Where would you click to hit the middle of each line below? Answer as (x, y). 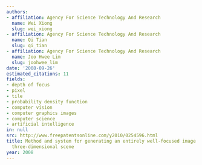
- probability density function (47, 102)
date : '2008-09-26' (31, 68)
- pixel (16, 91)
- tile (15, 96)
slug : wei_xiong (32, 29)
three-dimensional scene (43, 147)
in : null (17, 130)
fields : (16, 79)
